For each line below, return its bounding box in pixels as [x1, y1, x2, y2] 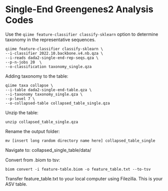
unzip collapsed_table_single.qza [5, 119, 79, 124]
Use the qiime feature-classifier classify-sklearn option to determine [5, 31, 158, 37]
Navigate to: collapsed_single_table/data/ [5, 147, 91, 153]
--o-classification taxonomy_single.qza [5, 64, 92, 69]
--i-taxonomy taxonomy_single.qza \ [5, 91, 83, 97]
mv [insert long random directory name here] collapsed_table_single [5, 138, 156, 143]
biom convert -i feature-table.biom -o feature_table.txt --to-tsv [5, 167, 151, 172]
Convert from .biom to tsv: [5, 156, 60, 163]
